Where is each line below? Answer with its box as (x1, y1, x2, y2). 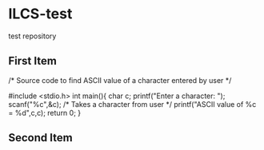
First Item (8, 54, 58, 68)
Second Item (8, 131, 74, 144)
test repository (8, 31, 57, 41)
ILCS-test (8, 5, 73, 23)
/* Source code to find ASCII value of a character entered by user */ (8, 75, 232, 85)
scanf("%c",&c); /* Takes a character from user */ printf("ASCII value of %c (8, 99, 257, 109)
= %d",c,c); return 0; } (8, 108, 82, 117)
